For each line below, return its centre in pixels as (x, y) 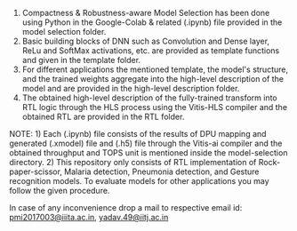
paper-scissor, (36, 171)
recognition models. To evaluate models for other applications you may (139, 181)
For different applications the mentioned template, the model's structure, (155, 69)
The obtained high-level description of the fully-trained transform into (149, 98)
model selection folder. (64, 32)
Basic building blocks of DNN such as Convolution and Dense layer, (145, 41)
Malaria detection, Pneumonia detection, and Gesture (161, 171)
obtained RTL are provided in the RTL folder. (103, 116)
